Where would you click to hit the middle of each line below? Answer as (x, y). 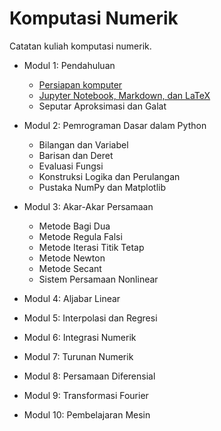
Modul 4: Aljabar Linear (72, 298)
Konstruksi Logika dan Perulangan (109, 176)
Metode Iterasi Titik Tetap (91, 247)
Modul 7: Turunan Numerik (78, 356)
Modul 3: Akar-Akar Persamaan (88, 206)
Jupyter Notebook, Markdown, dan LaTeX (124, 95)
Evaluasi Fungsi (71, 166)
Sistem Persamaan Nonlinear (98, 279)
